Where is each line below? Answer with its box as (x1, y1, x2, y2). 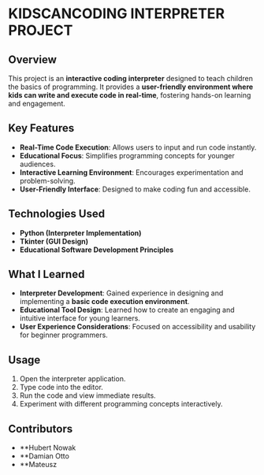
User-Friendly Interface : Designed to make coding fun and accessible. (19, 184, 251, 194)
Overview (8, 53, 58, 66)
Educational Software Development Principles (19, 245, 174, 254)
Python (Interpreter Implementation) (19, 228, 142, 237)
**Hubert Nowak (19, 443, 76, 453)
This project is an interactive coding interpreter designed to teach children (8, 74, 254, 83)
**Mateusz (19, 460, 58, 469)
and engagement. (8, 99, 65, 108)
